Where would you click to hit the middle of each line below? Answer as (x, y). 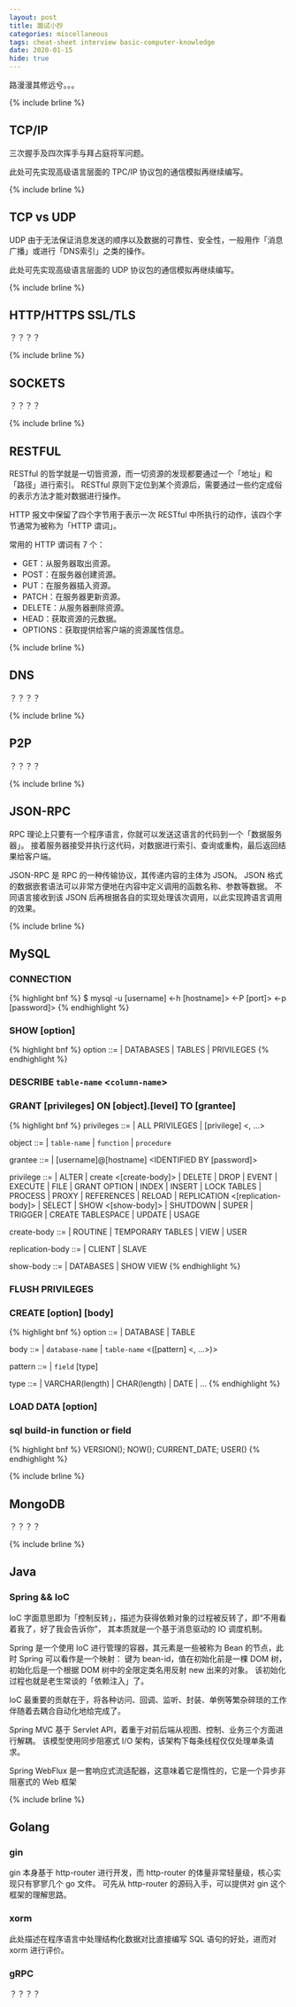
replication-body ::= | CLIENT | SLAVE (78, 1249)
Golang (30, 1828)
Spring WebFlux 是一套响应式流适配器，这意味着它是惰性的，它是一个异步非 (148, 1770)
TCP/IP (29, 131)
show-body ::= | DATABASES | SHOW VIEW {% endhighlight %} (125, 1266)
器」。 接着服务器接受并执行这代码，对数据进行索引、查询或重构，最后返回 (144, 845)
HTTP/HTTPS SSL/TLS (72, 315)
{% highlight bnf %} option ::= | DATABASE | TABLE (102, 1332)
